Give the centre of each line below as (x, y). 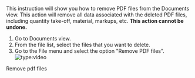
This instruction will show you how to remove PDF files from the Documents (98, 9)
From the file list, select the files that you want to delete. (83, 45)
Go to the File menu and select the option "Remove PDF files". (89, 51)
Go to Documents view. (43, 38)
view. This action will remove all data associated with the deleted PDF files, (97, 15)
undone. (17, 27)
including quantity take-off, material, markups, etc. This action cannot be (95, 21)
